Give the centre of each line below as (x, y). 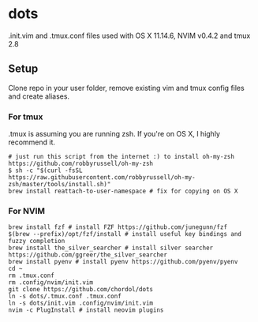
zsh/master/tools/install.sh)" (60, 185)
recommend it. (32, 142)
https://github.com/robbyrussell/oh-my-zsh (81, 164)
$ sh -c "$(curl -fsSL (45, 170)
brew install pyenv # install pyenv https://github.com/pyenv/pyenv (123, 262)
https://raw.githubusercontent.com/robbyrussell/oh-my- (102, 178)
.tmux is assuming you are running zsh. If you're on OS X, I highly (114, 134)
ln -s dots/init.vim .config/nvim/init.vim (81, 303)
